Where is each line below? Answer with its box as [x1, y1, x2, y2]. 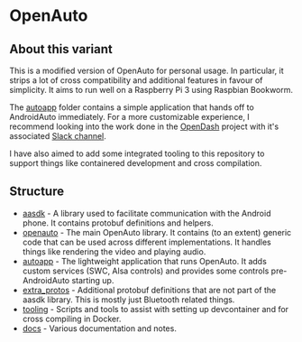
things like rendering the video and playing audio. [22, 245, 206, 257]
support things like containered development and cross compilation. [9, 158, 262, 168]
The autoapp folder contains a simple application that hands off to [9, 102, 254, 113]
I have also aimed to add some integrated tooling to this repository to [9, 148, 265, 159]
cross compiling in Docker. [22, 313, 122, 324]
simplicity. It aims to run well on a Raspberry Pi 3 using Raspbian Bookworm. [9, 85, 294, 95]
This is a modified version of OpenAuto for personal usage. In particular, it [9, 65, 284, 76]
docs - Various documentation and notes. [22, 322, 178, 334]
